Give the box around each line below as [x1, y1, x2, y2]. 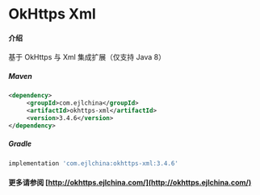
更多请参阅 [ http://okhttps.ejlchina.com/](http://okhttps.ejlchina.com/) [8, 178, 252, 188]
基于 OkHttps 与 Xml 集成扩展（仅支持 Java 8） [8, 52, 166, 62]
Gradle [8, 139, 32, 149]
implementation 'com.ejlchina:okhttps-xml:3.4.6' [8, 159, 179, 168]
